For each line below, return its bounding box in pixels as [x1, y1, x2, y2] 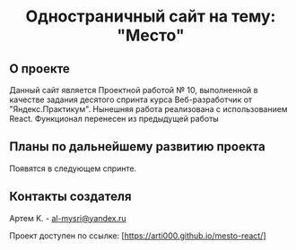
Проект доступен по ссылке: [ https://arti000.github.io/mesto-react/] [9, 230, 266, 241]
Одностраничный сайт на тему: [25, 6, 276, 27]
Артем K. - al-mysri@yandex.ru [9, 212, 127, 223]
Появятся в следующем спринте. [9, 163, 137, 174]
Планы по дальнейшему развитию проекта [9, 139, 266, 154]
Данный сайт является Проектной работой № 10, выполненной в [9, 85, 258, 95]
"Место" [116, 25, 186, 46]
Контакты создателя [9, 189, 132, 204]
